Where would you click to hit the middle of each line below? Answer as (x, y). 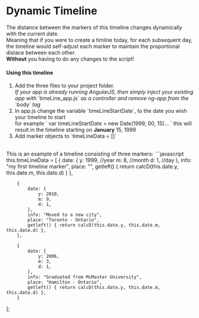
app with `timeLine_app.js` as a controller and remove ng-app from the (102, 98)
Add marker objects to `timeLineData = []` (66, 136)
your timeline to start (40, 117)
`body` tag (27, 104)
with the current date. (33, 33)
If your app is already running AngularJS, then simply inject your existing (104, 92)
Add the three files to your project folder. (64, 86)
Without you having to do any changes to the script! (70, 59)
